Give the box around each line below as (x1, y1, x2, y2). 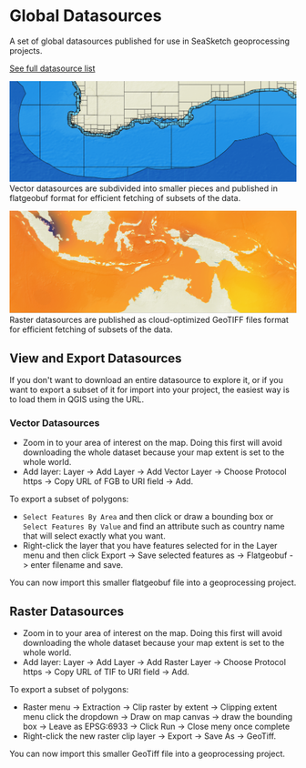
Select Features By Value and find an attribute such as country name (22, 520, 285, 532)
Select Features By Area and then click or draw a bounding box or (22, 511, 274, 522)
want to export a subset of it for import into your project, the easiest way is (9, 384, 290, 396)
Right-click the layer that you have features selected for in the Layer (22, 541, 278, 551)
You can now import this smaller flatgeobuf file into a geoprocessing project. (9, 577, 297, 588)
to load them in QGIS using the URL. (9, 394, 144, 405)
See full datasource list (9, 63, 96, 74)
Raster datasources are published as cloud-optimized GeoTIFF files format (9, 315, 290, 326)
